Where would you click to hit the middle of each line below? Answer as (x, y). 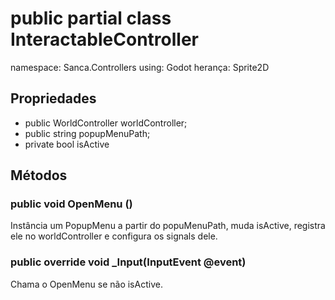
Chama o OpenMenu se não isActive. (86, 284)
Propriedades (53, 98)
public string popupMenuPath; (87, 133)
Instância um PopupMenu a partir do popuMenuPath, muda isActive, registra (168, 226)
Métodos (39, 175)
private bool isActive (67, 144)
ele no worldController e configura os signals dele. (114, 236)
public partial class (91, 18)
